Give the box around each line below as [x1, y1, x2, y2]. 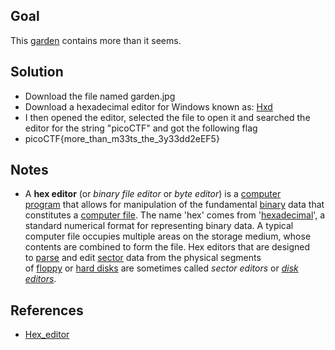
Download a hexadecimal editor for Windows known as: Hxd [24, 100, 273, 113]
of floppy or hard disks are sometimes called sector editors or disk [24, 262, 299, 274]
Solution [10, 64, 64, 81]
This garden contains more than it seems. [10, 34, 182, 46]
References [10, 302, 84, 319]
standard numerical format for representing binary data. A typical [24, 220, 294, 232]
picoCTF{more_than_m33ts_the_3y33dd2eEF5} [24, 132, 220, 144]
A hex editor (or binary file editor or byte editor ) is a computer [24, 188, 282, 200]
